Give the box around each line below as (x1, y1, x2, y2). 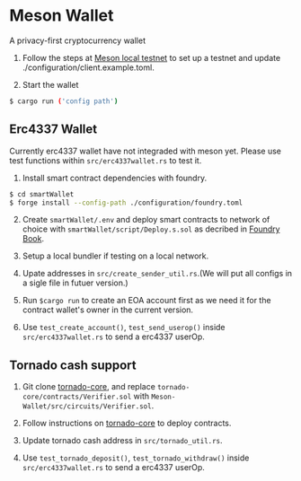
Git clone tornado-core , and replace (22, 381, 155, 392)
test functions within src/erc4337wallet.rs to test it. (9, 154, 202, 166)
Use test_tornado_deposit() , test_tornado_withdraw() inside (22, 452, 250, 463)
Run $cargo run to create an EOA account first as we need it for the (22, 295, 271, 306)
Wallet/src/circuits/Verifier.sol (22, 402, 152, 411)
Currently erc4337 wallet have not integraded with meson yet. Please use (9, 145, 281, 156)
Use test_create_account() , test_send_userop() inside (22, 322, 226, 333)
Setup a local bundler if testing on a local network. (22, 250, 209, 261)
